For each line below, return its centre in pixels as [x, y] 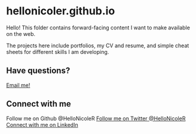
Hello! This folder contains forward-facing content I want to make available [98, 28]
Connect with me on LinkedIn [42, 124]
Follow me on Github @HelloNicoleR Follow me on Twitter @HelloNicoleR [96, 118]
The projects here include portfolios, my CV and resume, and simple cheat [98, 45]
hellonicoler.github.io [61, 11]
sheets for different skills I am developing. [58, 51]
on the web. [21, 33]
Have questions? [38, 71]
